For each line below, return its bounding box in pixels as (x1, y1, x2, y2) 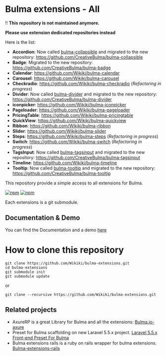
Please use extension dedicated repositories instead (5, 29, 115, 35)
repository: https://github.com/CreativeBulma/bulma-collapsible (12, 54, 143, 60)
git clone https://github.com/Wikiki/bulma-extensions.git (5, 261, 130, 266)
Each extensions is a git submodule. (5, 199, 79, 205)
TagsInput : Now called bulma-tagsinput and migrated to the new (12, 149, 145, 155)
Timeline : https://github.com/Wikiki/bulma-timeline (12, 160, 117, 166)
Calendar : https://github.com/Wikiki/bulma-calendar (12, 70, 120, 76)
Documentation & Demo (5, 214, 80, 222)
